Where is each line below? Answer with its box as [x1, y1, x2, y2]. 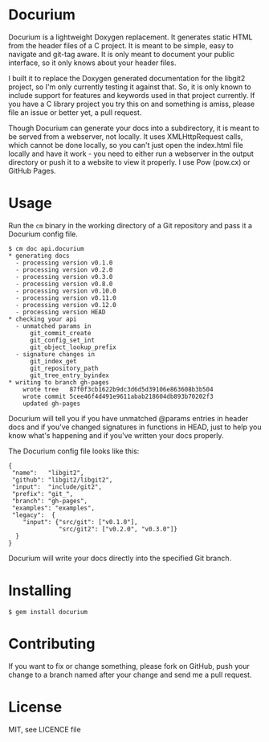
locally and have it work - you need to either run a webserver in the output [8, 149, 255, 158]
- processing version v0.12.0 [15, 301, 116, 309]
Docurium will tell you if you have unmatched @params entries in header [8, 413, 249, 423]
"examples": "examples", [11, 504, 95, 512]
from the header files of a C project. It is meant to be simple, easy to [8, 40, 234, 50]
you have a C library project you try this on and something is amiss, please [8, 99, 255, 109]
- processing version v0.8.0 [15, 280, 113, 288]
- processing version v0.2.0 [15, 265, 113, 274]
